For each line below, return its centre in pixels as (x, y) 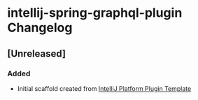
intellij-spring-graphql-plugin (95, 13)
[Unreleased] (37, 53)
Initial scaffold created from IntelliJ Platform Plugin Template (104, 88)
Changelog (40, 28)
